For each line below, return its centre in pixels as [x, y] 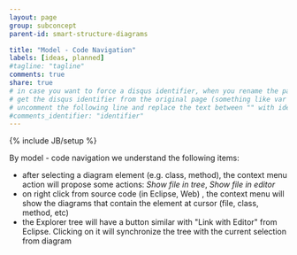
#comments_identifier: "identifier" [76, 116]
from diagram [47, 241]
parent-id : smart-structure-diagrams [79, 34]
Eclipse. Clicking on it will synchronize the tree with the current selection [154, 232]
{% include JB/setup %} [53, 141]
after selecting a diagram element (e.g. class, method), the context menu [154, 175]
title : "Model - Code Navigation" [73, 50]
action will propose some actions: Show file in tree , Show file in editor [148, 185]
